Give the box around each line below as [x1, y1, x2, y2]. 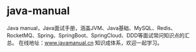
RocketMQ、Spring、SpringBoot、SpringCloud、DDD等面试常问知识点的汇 [7, 31, 190, 39]
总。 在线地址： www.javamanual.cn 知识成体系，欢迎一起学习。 [7, 39, 163, 46]
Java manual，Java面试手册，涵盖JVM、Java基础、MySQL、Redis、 [7, 24, 176, 31]
